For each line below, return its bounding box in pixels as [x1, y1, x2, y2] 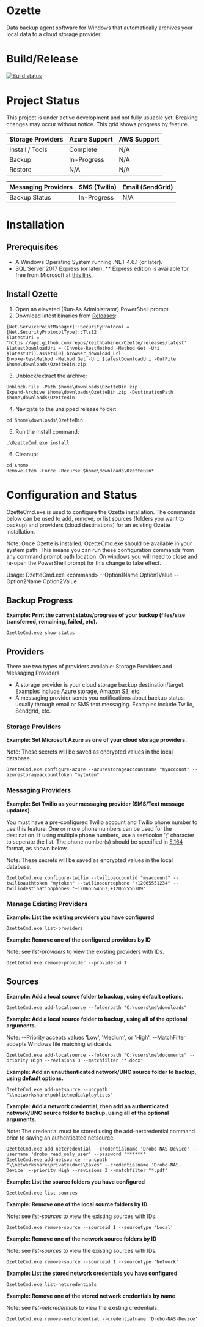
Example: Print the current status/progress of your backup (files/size [6, 611, 186, 619]
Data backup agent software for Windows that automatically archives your [6, 24, 194, 31]
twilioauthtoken [6, 880, 48, 886]
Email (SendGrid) [122, 183, 173, 191]
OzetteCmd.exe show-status [6, 630, 75, 636]
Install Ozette [6, 289, 58, 300]
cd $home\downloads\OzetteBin [6, 417, 84, 423]
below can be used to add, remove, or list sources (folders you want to [6, 515, 184, 522]
